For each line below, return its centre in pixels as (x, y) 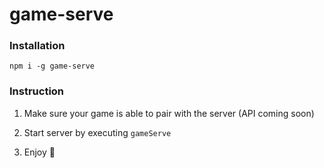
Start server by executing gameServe (97, 132)
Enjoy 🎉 (39, 152)
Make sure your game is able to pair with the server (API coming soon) (169, 113)
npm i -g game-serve (52, 66)
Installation (37, 46)
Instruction (37, 91)
